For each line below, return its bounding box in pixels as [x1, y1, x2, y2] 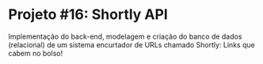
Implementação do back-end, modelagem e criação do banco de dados [8, 32, 242, 41]
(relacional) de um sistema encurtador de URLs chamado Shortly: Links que [8, 40, 255, 49]
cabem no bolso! [8, 48, 63, 58]
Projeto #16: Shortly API [8, 6, 168, 24]
